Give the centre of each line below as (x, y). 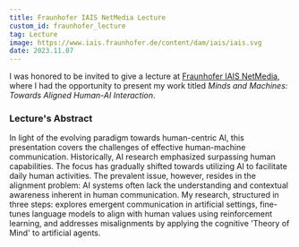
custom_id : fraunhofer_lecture (68, 26)
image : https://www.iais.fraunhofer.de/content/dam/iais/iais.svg (136, 43)
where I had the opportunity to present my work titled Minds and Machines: (149, 86)
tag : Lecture (34, 34)
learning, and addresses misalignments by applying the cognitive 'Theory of (149, 224)
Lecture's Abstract (51, 119)
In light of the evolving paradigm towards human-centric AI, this (127, 138)
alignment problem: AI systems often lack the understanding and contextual (149, 185)
